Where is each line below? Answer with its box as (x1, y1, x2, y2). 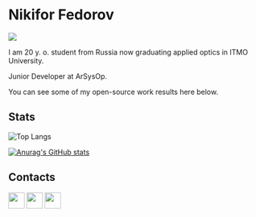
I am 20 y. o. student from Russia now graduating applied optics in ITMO (8, 47, 248, 57)
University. (8, 55, 44, 65)
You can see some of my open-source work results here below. (8, 87, 219, 96)
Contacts (8, 170, 56, 184)
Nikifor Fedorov (8, 6, 114, 24)
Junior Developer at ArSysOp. (8, 71, 107, 81)
